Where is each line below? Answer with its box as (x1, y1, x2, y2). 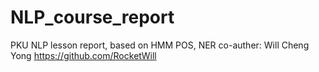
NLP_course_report (10, 6, 175, 29)
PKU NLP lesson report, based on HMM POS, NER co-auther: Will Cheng (10, 39, 310, 51)
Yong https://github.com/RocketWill (10, 49, 157, 61)
